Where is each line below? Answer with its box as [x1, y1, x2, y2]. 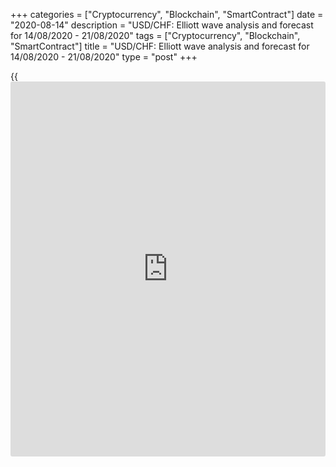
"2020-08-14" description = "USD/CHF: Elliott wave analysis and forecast [10, 19, 314, 31]
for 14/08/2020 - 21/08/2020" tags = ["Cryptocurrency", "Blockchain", [10, 30, 301, 41]
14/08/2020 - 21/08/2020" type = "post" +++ [10, 51, 198, 63]
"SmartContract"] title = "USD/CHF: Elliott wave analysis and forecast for [10, 40, 310, 52]
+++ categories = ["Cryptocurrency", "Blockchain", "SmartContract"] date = [10, 9, 324, 20]
